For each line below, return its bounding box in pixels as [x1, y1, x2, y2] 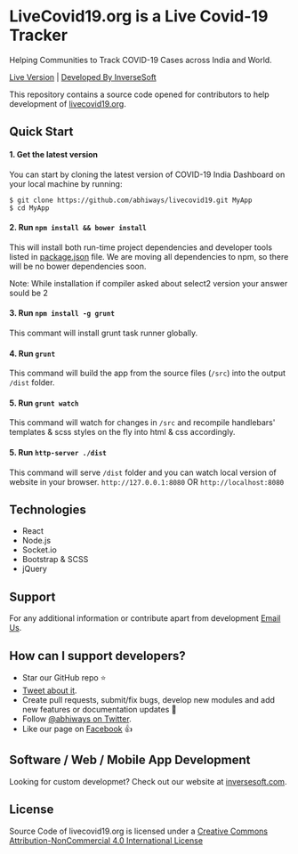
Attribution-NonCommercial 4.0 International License [9, 834, 203, 846]
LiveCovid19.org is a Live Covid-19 [9, 6, 269, 27]
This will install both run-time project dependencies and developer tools [9, 242, 273, 253]
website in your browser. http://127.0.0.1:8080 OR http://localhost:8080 [9, 476, 285, 487]
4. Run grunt [9, 348, 56, 359]
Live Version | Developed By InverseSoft [9, 71, 157, 82]
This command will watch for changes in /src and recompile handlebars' [9, 417, 276, 428]
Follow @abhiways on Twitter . [21, 713, 132, 724]
